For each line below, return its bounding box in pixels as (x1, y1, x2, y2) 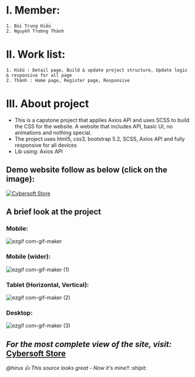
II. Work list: (6, 48, 66, 61)
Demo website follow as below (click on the (6, 165, 168, 175)
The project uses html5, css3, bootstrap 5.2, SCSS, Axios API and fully (14, 135, 185, 142)
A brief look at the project (6, 207, 102, 217)
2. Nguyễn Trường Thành (6, 28, 65, 34)
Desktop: (6, 309, 33, 317)
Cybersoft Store (6, 348, 66, 358)
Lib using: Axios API (14, 148, 63, 155)
